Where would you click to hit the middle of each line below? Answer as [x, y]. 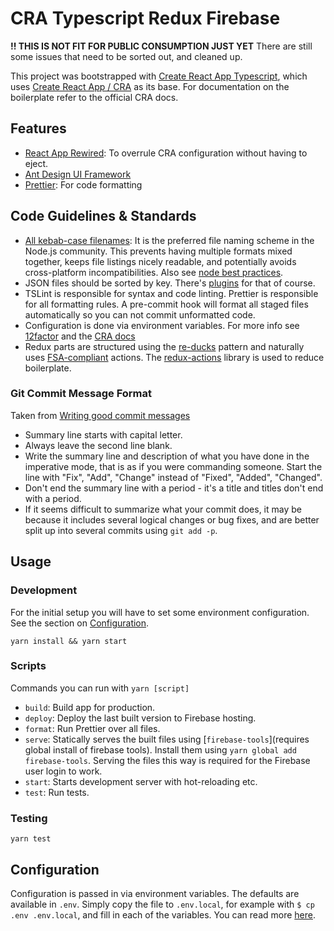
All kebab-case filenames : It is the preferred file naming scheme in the [169, 240]
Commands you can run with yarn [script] [100, 688]
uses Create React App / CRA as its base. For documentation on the [150, 86]
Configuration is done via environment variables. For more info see [162, 325]
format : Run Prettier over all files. [92, 728]
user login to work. [63, 771]
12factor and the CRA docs [80, 336]
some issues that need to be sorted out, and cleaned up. [126, 56]
